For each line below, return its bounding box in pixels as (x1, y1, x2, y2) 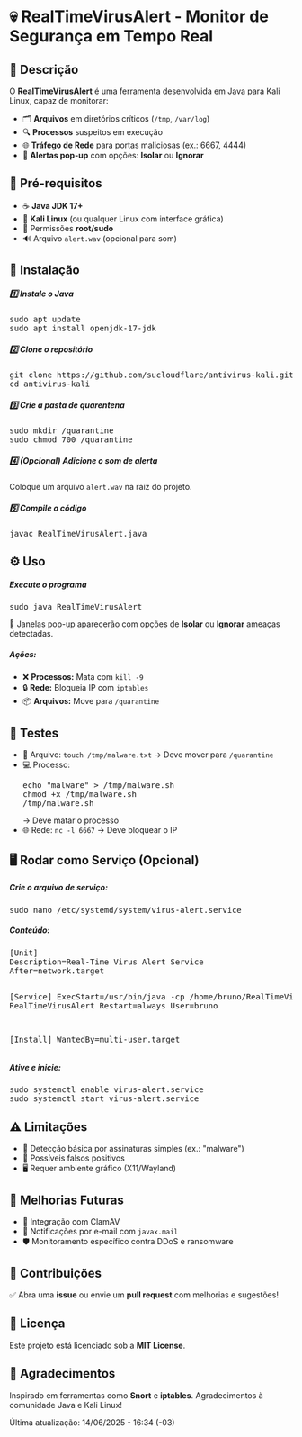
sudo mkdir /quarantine (9, 426, 114, 436)
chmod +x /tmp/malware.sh (22, 790, 138, 800)
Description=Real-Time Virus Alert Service (9, 956, 204, 967)
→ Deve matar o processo (22, 815, 120, 826)
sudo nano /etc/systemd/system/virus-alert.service (9, 905, 243, 915)
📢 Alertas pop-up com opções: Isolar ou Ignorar (22, 150, 204, 160)
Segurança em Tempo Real (9, 26, 214, 47)
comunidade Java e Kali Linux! (9, 1399, 123, 1410)
